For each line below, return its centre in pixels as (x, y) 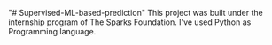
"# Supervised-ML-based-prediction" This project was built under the (136, 13)
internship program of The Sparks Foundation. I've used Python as (130, 22)
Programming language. (52, 31)
